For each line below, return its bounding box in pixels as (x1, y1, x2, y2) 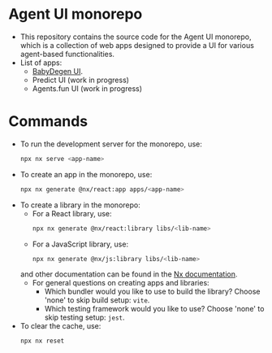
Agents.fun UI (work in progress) (32, 83, 143, 94)
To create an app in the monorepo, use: (19, 169, 153, 179)
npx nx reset (19, 337, 65, 346)
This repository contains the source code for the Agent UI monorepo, (19, 32, 252, 41)
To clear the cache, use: (19, 321, 101, 331)
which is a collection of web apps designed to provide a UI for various (19, 40, 254, 50)
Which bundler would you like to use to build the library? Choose (44, 286, 261, 297)
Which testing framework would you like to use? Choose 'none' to (44, 304, 265, 314)
